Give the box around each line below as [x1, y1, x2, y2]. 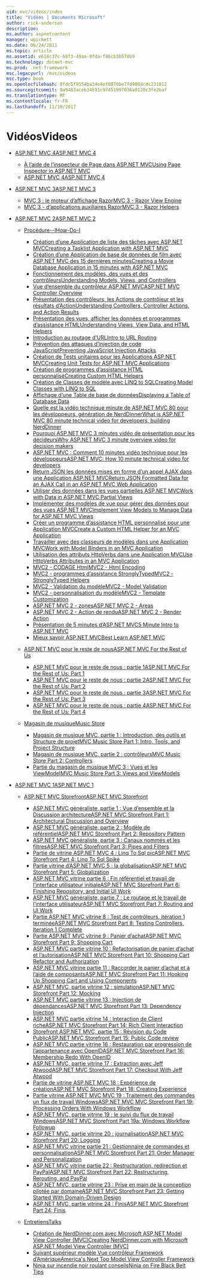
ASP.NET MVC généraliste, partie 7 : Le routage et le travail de [32, 894, 187, 901]
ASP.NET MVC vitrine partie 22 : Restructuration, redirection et [32, 1162, 187, 1169]
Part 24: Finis [32, 1207, 66, 1214]
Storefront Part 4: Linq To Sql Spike [32, 856, 120, 863]
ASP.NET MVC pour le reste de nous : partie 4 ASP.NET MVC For [32, 702, 191, 709]
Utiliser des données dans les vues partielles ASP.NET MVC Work [32, 487, 193, 494]
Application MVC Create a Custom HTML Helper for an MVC [32, 525, 179, 533]
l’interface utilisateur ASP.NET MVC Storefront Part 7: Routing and [32, 900, 193, 907]
